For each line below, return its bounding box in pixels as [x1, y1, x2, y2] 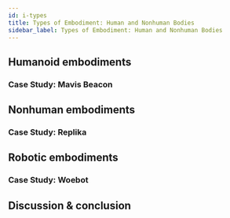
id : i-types [8, 11, 47, 20]
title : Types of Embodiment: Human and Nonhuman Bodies [8, 19, 195, 27]
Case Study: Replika [8, 127, 87, 138]
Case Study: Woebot [8, 175, 89, 186]
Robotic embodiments [8, 151, 119, 164]
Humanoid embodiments [8, 55, 132, 68]
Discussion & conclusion [8, 198, 132, 212]
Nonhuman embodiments [8, 103, 136, 116]
